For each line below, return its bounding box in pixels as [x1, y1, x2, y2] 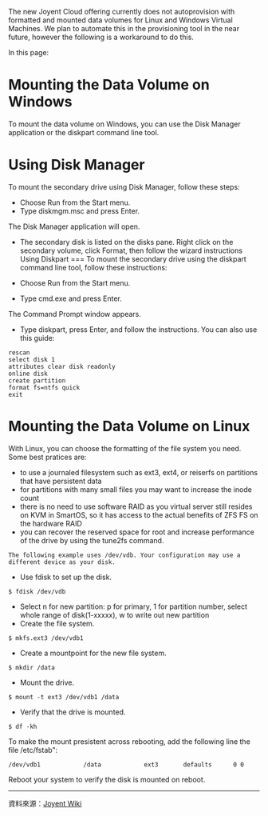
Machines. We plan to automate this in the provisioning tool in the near [8, 24, 240, 33]
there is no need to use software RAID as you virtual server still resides [19, 502, 253, 511]
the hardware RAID [19, 518, 82, 528]
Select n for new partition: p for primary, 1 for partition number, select [19, 602, 248, 611]
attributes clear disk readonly [8, 362, 116, 370]
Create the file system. [19, 618, 95, 628]
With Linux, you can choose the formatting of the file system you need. [8, 443, 242, 453]
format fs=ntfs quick [8, 383, 81, 391]
